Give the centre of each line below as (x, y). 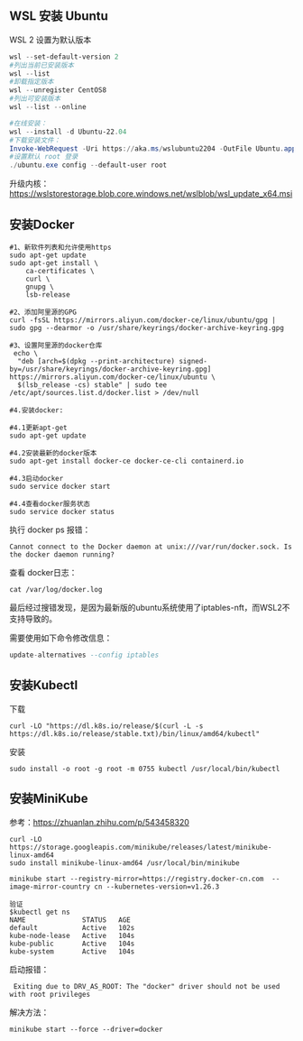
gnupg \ (40, 287)
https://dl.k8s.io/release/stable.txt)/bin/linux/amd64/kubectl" (134, 733)
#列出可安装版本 (35, 99)
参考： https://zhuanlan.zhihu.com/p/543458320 (99, 822)
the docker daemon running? (62, 555)
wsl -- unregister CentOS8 (58, 90)
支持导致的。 (33, 619)
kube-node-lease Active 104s (72, 935)
